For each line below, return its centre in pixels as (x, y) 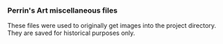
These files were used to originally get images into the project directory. (112, 26)
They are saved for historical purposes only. (71, 33)
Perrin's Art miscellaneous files (62, 10)
